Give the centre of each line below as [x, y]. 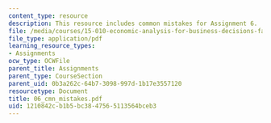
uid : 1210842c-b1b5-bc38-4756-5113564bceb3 [83, 106]
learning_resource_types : [52, 46]
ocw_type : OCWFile [39, 61]
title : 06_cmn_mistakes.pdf [56, 99]
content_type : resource [48, 16]
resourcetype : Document [48, 91]
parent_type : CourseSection [56, 76]
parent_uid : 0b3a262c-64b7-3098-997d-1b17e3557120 [95, 83]
